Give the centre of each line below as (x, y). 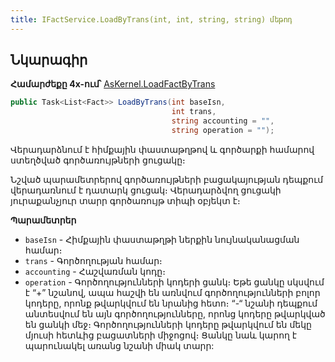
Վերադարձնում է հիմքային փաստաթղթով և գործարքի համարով (162, 149)
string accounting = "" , (223, 121)
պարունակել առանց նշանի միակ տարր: (119, 345)
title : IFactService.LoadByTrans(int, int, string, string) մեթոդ (151, 19)
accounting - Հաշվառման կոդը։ (95, 271)
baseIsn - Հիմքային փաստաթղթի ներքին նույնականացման (162, 239)
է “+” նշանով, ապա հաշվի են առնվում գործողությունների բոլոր (172, 292)
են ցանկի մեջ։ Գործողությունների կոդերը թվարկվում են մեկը (168, 324)
